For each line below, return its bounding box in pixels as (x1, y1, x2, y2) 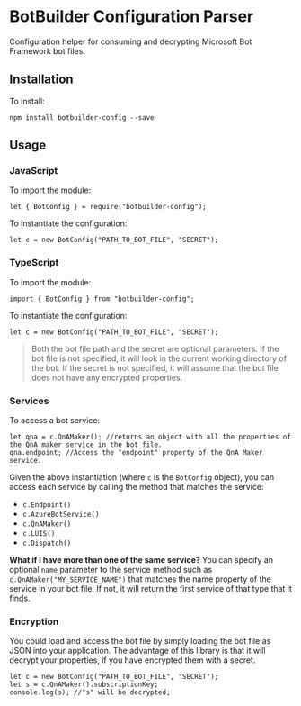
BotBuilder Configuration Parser (9, 6, 254, 27)
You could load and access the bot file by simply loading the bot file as (9, 636, 271, 647)
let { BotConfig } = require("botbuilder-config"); (9, 203, 207, 212)
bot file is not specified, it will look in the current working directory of (31, 353, 288, 364)
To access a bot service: (9, 415, 101, 426)
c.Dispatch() (22, 539, 72, 548)
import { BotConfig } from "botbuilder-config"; (9, 294, 195, 303)
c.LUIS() (22, 529, 56, 539)
